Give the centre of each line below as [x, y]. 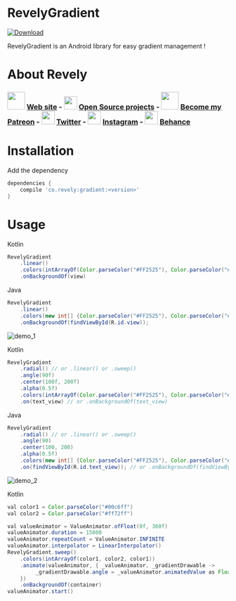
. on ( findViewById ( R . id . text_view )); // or [83, 467]
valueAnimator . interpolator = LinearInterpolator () [84, 546]
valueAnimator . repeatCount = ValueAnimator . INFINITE [86, 539]
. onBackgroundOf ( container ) [61, 585]
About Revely [47, 75]
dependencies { [29, 183]
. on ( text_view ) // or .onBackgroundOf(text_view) [94, 401]
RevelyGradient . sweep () [42, 552]
